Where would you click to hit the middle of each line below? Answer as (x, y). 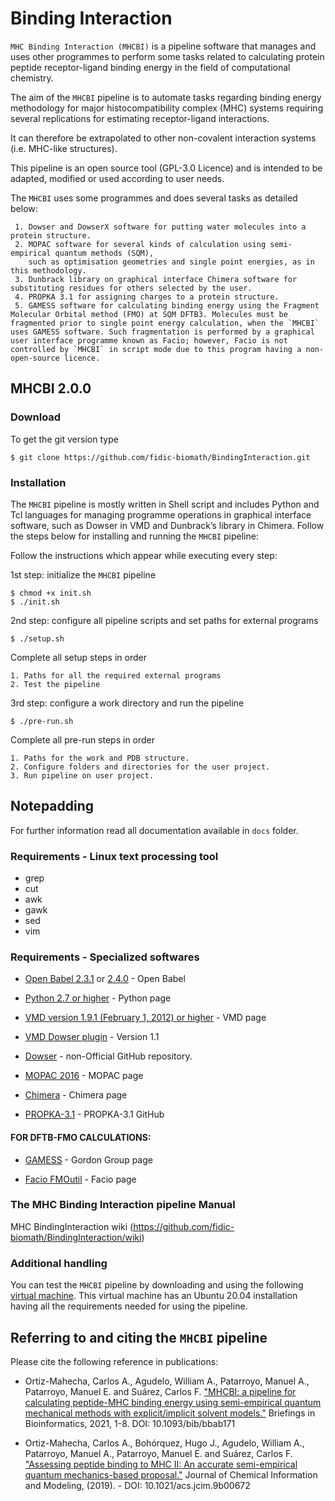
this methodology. (48, 270)
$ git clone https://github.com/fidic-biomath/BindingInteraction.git (160, 457)
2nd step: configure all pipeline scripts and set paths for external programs (164, 620)
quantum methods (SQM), (104, 253)
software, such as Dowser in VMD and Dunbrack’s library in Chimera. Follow (167, 525)
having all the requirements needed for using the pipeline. (129, 1306)
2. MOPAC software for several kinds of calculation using (140, 244)
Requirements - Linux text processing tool (114, 856)
